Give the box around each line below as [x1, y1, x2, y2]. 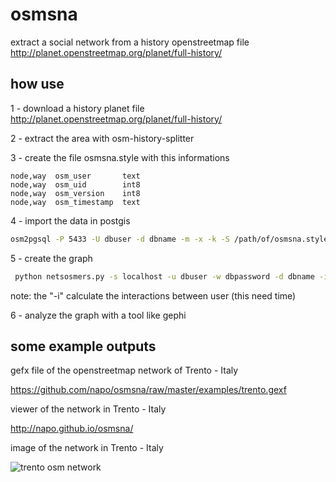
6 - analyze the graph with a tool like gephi [10, 309, 187, 321]
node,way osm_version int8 [10, 188, 141, 198]
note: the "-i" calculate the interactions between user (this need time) [10, 289, 297, 302]
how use [10, 76, 65, 93]
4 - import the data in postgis [10, 214, 131, 227]
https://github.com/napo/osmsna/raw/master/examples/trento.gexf [10, 384, 287, 396]
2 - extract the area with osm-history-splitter [10, 132, 195, 144]
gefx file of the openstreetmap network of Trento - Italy [10, 364, 239, 377]
